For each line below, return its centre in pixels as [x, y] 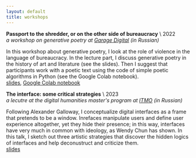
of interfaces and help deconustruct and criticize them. [73, 143]
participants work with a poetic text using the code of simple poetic [87, 70]
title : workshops [27, 17]
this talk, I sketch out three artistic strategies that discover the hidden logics [97, 136]
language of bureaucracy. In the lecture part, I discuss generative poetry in [96, 58]
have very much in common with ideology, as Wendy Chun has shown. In [94, 130]
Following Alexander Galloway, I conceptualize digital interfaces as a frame [96, 112]
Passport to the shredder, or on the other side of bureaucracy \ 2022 [91, 33]
